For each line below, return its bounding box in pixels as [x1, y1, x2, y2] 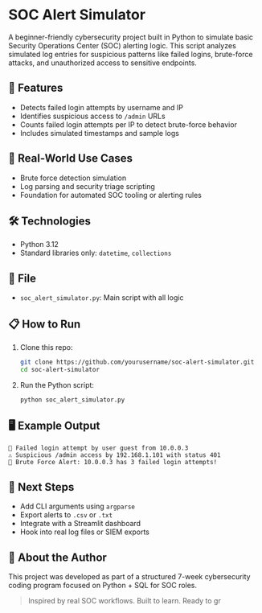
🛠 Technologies [8, 214, 91, 228]
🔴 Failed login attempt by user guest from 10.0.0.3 [8, 444, 189, 452]
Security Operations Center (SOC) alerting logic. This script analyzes [8, 40, 237, 50]
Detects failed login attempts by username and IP [19, 102, 183, 112]
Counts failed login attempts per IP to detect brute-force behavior [19, 119, 237, 130]
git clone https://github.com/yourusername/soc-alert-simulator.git [19, 358, 255, 366]
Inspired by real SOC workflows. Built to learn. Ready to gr [27, 596, 221, 606]
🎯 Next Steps [8, 480, 75, 494]
